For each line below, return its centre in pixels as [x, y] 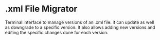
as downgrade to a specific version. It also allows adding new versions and [80, 27]
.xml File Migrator [41, 9]
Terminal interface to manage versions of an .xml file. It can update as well [80, 22]
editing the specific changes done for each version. [57, 32]
